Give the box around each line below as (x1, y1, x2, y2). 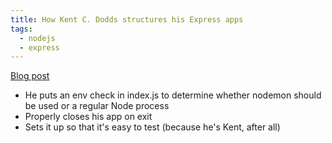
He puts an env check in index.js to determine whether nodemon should (24, 89, 322, 101)
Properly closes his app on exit (24, 111, 153, 123)
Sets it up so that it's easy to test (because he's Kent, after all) (24, 121, 281, 133)
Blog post (10, 70, 50, 82)
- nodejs (19, 33, 56, 43)
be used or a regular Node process (24, 100, 170, 112)
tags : (10, 24, 33, 34)
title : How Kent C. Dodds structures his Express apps (10, 14, 244, 25)
